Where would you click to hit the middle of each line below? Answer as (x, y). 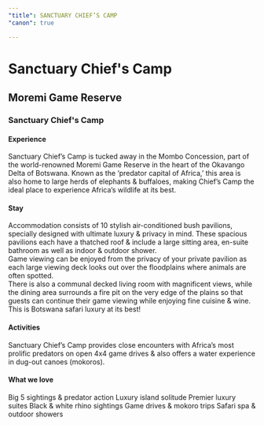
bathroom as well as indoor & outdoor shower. (82, 251)
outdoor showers (36, 414)
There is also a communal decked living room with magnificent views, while (130, 284)
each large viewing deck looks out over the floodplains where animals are (127, 267)
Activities (24, 327)
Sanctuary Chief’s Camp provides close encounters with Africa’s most (121, 345)
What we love (31, 380)
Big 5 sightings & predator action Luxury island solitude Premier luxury (122, 397)
